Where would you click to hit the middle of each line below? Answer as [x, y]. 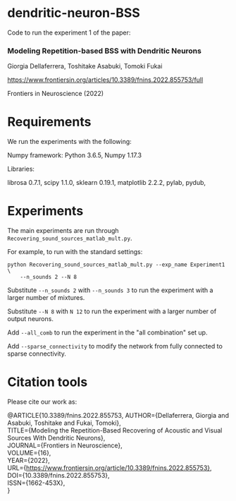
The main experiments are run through [63, 231]
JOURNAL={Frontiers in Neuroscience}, [65, 445]
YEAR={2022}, [29, 461]
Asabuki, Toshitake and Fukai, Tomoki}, [64, 423]
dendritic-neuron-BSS [74, 13]
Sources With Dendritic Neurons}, [56, 438]
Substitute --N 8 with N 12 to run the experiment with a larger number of [112, 311]
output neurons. [31, 319]
